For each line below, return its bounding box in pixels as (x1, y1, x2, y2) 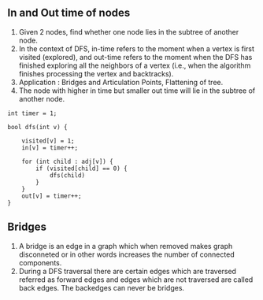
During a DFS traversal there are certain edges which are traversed (18, 266, 237, 276)
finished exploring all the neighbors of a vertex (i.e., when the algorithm (18, 61, 251, 70)
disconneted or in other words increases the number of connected (18, 250, 235, 259)
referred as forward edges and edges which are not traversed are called (18, 275, 254, 284)
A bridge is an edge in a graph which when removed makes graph (18, 241, 233, 250)
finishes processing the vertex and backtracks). (18, 69, 174, 78)
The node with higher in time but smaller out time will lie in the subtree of (18, 86, 256, 95)
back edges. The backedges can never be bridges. (18, 283, 185, 292)
